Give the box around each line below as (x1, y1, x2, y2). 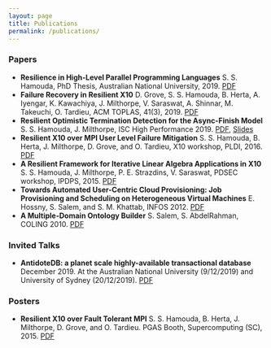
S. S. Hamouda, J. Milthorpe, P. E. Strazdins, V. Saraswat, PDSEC (20, 167, 238, 177)
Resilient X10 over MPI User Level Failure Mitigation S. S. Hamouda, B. (20, 133, 260, 142)
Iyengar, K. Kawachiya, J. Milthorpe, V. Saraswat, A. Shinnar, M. (20, 98, 234, 108)
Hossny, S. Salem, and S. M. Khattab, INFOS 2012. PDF (20, 202, 205, 211)
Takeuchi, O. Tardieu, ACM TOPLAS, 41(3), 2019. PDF (20, 107, 199, 116)
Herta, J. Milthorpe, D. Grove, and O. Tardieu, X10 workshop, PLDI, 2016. (20, 141, 263, 151)
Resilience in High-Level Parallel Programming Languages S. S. (20, 72, 238, 82)
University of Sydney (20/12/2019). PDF (20, 275, 153, 285)
